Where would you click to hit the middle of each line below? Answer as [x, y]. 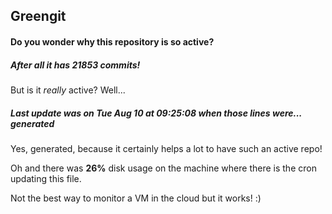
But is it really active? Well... [68, 90]
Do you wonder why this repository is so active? [112, 41]
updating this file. [46, 178]
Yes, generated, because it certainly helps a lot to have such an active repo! [166, 148]
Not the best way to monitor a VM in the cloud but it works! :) [136, 198]
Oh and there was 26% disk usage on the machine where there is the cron [163, 168]
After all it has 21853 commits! [75, 65]
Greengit [38, 16]
